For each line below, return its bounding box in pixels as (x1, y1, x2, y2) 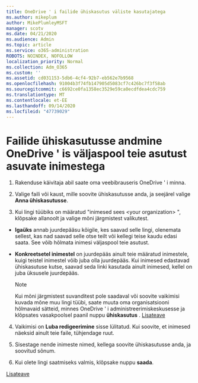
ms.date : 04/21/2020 (6, 31, 58, 37)
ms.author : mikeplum (6, 14, 58, 20)
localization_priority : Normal (6, 58, 84, 64)
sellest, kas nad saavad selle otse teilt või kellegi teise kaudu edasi (14, 233, 177, 240)
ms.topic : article (6, 42, 52, 48)
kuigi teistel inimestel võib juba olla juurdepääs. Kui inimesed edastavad (14, 257, 190, 264)
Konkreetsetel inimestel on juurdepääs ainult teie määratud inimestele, (14, 251, 189, 258)
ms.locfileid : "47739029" (6, 108, 70, 114)
